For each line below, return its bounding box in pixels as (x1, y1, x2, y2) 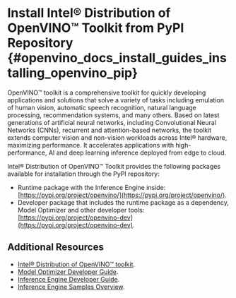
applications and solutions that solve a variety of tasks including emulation (7, 95, 225, 104)
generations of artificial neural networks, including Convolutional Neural (7, 118, 217, 126)
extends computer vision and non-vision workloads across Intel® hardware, (7, 133, 228, 142)
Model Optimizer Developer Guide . (17, 267, 119, 276)
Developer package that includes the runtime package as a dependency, (17, 198, 230, 206)
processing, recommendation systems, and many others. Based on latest (7, 111, 220, 119)
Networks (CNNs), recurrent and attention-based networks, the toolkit (7, 126, 212, 134)
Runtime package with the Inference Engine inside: (17, 183, 166, 191)
